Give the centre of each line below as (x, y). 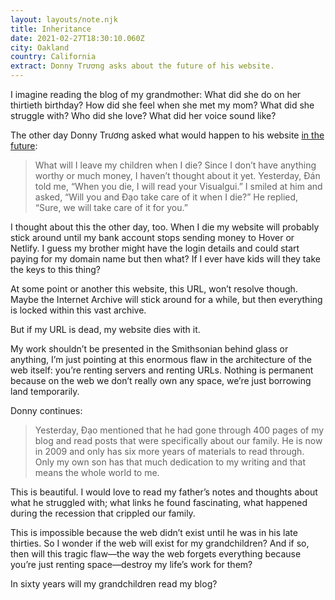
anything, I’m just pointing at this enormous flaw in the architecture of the (161, 359)
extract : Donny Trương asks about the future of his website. (142, 66)
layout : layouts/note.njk (64, 19)
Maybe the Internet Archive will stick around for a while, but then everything (166, 299)
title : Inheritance (51, 29)
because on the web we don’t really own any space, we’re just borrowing (161, 380)
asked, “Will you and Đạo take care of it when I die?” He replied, (166, 197)
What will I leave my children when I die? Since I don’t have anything (175, 165)
